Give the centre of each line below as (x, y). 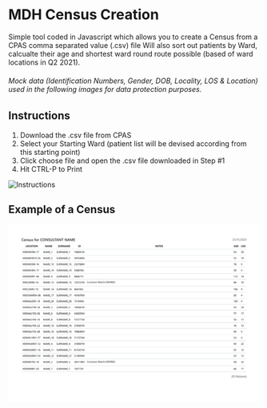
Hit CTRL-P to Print (51, 168)
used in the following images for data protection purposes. (105, 89)
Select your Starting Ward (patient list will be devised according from (133, 143)
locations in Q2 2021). (44, 62)
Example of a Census (62, 209)
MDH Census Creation (84, 15)
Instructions (39, 116)
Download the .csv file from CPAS (76, 135)
